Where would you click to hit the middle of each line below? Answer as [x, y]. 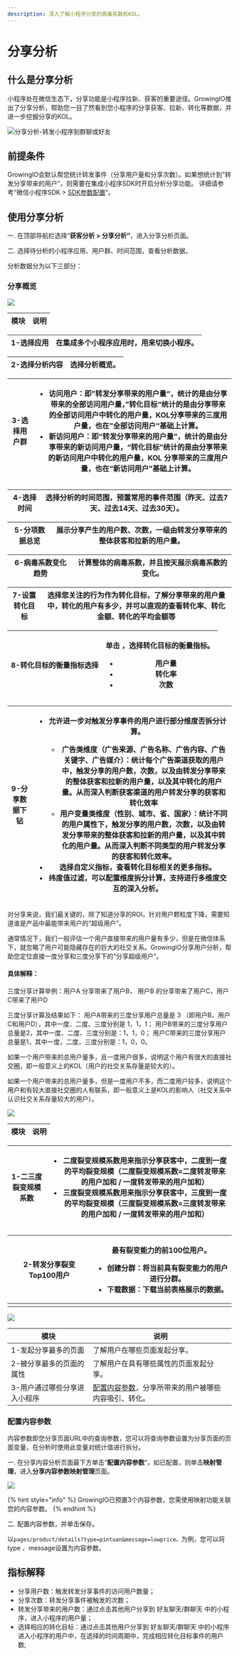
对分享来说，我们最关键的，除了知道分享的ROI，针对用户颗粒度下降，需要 [116, 914]
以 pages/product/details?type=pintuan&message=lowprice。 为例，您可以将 [116, 1539]
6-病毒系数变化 [40, 562]
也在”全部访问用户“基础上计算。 [149, 425]
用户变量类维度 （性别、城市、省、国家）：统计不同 [144, 813]
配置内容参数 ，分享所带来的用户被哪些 [157, 1387]
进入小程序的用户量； [62, 1617]
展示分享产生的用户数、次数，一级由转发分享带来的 [142, 530]
